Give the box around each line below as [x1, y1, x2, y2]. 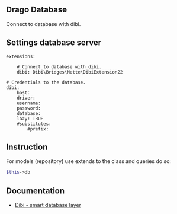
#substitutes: [17, 121, 52, 127]
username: [17, 100, 41, 106]
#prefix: [27, 126, 49, 132]
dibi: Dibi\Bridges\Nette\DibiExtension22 [17, 69, 123, 75]
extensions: [6, 53, 36, 59]
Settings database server [6, 38, 102, 48]
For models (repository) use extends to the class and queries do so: [6, 158, 172, 165]
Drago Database [6, 5, 67, 15]
